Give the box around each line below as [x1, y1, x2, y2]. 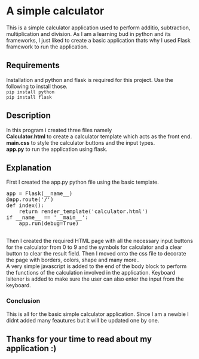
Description [6, 111, 51, 121]
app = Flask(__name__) [6, 190, 73, 197]
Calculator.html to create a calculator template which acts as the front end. [6, 133, 192, 140]
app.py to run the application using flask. [6, 145, 108, 153]
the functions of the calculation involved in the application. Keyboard [6, 269, 175, 276]
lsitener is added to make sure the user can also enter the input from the [6, 275, 184, 282]
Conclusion [6, 297, 41, 305]
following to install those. [6, 83, 68, 90]
